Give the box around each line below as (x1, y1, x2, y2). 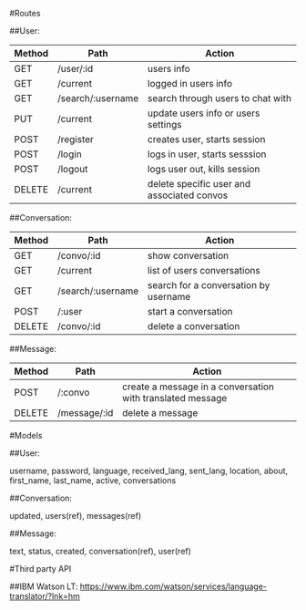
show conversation (147, 250, 229, 262)
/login (57, 148, 82, 160)
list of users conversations (147, 264, 261, 276)
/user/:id (57, 63, 94, 75)
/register (57, 133, 94, 145)
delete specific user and (147, 178, 251, 190)
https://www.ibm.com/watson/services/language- (79, 581, 267, 592)
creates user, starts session (147, 133, 266, 145)
